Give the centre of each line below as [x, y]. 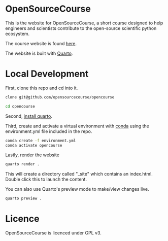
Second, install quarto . [29, 116]
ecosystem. [18, 33]
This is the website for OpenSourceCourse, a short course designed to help [84, 23]
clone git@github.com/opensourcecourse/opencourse [60, 97]
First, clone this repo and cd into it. [42, 88]
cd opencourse [20, 106]
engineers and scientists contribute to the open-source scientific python [81, 28]
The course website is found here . [41, 43]
